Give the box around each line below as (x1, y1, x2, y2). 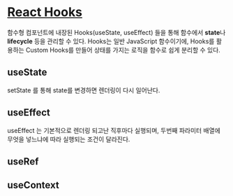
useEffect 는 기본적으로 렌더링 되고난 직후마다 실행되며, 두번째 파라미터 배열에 (7, 126, 221, 134)
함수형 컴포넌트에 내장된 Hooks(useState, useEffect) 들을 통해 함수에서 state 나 (7, 28, 226, 36)
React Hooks (7, 4, 82, 20)
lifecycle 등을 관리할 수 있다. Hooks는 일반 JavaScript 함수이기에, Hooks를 (7, 36, 215, 45)
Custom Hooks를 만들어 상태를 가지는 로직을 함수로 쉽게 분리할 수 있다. (25, 45, 221, 54)
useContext (7, 179, 59, 191)
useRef (7, 155, 39, 167)
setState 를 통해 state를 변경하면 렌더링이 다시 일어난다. (7, 85, 160, 94)
